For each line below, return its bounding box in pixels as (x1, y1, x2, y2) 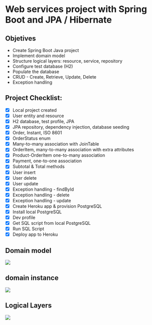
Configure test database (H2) (12, 64, 73, 69)
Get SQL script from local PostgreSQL (12, 220, 91, 226)
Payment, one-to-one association (12, 158, 82, 164)
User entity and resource (12, 113, 64, 119)
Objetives (5, 34, 36, 43)
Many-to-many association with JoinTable (12, 141, 99, 147)
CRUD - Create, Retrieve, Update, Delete (12, 74, 97, 80)
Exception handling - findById (12, 186, 74, 192)
